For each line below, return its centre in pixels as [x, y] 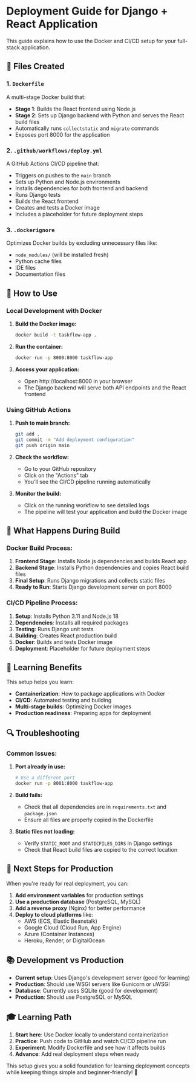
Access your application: [47, 369]
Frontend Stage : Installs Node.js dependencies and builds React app [101, 561]
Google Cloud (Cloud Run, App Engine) [73, 927]
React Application [52, 24]
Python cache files [38, 261]
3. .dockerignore [31, 230]
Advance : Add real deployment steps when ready [77, 1054]
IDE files [25, 268]
